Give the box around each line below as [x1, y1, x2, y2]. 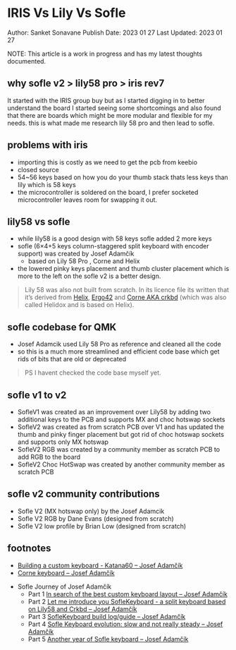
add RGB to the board [17, 453, 81, 461]
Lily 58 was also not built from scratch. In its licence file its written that [24, 286, 230, 294]
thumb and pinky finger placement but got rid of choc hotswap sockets [17, 431, 224, 438]
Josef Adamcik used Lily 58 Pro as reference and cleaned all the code [17, 340, 222, 349]
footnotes [7, 542, 51, 555]
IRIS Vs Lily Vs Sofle [7, 5, 126, 21]
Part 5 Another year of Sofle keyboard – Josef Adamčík [27, 634, 189, 643]
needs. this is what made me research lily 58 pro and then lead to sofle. [7, 119, 215, 127]
